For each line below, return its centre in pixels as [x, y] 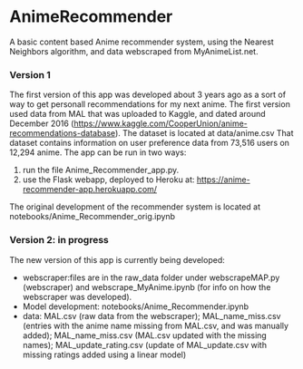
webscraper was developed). [77, 296]
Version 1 [30, 74]
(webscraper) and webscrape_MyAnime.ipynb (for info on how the [147, 286]
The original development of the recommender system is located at [135, 207]
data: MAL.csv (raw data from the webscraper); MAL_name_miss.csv [151, 316]
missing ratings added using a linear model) [104, 354]
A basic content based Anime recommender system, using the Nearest [142, 42]
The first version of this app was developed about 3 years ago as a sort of [148, 95]
